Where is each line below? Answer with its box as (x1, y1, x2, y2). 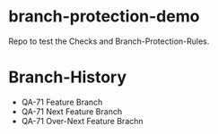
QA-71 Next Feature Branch (21, 105, 123, 117)
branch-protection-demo (8, 6, 200, 27)
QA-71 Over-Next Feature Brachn (21, 115, 144, 126)
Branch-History (8, 67, 127, 88)
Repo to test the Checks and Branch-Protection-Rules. (8, 36, 210, 46)
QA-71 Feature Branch (21, 96, 103, 107)
